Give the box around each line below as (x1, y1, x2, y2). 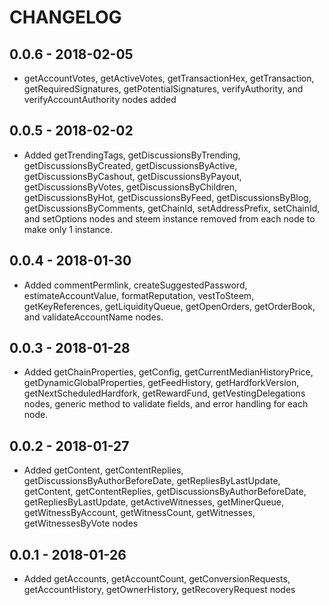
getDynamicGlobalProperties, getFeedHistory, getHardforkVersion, (23, 377, 300, 389)
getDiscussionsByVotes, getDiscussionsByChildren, (23, 181, 237, 193)
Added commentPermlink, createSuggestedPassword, (23, 279, 248, 291)
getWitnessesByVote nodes (23, 517, 139, 530)
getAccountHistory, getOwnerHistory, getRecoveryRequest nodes (23, 584, 296, 596)
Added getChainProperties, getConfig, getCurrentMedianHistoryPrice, (23, 366, 314, 378)
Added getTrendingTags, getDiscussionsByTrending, (23, 149, 241, 161)
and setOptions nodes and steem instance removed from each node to (23, 212, 316, 225)
